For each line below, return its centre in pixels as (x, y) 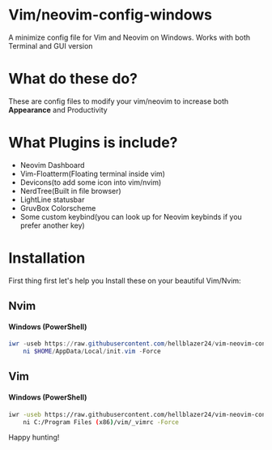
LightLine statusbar (52, 199)
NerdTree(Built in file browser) (70, 191)
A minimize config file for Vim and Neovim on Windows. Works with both (130, 37)
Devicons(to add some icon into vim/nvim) (91, 182)
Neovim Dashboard (52, 165)
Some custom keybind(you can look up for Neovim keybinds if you (131, 216)
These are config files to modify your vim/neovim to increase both (119, 101)
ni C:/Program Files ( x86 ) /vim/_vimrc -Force (101, 422)
